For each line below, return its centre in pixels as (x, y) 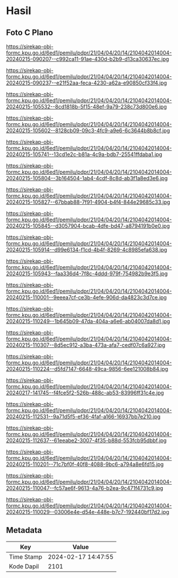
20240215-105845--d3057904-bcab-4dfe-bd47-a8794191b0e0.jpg (88, 226)
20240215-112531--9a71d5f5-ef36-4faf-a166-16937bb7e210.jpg (83, 417)
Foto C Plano (30, 33)
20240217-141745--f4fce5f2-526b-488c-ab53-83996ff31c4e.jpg (85, 393)
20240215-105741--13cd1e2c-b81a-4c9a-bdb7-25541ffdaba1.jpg (84, 154)
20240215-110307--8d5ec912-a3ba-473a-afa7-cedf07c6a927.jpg (86, 345)
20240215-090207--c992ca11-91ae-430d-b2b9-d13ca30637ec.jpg (88, 59)
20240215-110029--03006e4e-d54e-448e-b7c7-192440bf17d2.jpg (88, 512)
